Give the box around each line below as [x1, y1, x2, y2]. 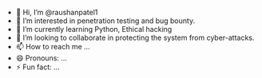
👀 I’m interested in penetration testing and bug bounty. [15, 16, 196, 25]
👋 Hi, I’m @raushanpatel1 [15, 8, 98, 17]
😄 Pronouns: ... [15, 53, 68, 63]
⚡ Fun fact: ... [15, 62, 60, 72]
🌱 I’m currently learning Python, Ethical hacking [15, 25, 173, 33]
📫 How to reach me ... [15, 42, 90, 51]
